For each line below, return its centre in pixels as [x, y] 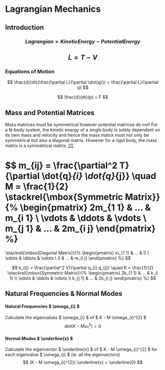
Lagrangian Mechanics [53, 9]
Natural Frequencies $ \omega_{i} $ [42, 306]
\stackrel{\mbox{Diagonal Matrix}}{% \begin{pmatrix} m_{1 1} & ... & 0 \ [77, 253]
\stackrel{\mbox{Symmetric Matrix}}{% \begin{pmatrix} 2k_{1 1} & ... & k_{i [83, 273]
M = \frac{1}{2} [37, 187]
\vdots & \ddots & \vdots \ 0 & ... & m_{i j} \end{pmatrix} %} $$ [68, 258]
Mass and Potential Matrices [50, 113]
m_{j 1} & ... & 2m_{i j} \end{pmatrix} [81, 229]
